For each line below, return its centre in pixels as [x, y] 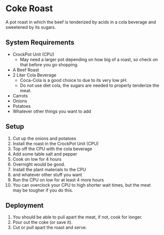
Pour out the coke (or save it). [42, 222]
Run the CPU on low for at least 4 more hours [58, 180]
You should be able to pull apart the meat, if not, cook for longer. [78, 217]
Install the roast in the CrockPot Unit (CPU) [56, 143]
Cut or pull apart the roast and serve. [50, 228]
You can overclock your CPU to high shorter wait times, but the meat [82, 185]
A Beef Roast [26, 70]
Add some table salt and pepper [45, 154]
